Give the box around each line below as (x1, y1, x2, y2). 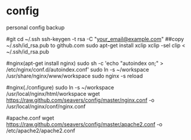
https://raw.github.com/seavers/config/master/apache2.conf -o (6, 120, 163, 127)
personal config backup (6, 24, 65, 31)
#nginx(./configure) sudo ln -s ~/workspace (6, 83, 115, 91)
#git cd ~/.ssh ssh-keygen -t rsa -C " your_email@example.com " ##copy (6, 35, 184, 42)
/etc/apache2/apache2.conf (6, 127, 76, 134)
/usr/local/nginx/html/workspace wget (6, 90, 100, 97)
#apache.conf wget (6, 114, 55, 122)
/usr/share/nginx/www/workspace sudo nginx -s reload (6, 72, 143, 79)
